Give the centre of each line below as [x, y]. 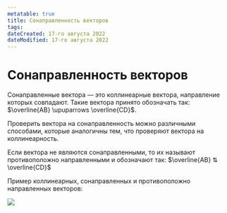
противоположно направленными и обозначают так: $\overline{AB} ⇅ [113, 160]
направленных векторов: [45, 189]
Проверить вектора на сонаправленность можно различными [102, 124]
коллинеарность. [33, 139]
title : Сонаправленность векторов [58, 21]
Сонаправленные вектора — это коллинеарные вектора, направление [114, 95]
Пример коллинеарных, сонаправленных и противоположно [99, 181]
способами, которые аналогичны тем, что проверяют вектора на [106, 131]
